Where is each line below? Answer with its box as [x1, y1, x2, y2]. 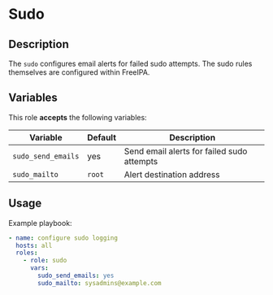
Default [86, 132, 116, 143]
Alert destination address [123, 168, 220, 180]
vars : [29, 264, 49, 272]
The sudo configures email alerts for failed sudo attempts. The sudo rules [8, 59, 253, 68]
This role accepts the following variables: [8, 112, 148, 122]
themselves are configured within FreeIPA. [8, 67, 150, 77]
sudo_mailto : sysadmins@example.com [37, 279, 162, 287]
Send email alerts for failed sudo [123, 145, 248, 157]
